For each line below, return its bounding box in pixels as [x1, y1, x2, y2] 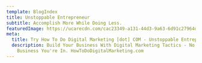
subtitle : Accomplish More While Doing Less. [6, 20, 122, 26]
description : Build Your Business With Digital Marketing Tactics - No [11, 43, 195, 49]
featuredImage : [6, 25, 44, 32]
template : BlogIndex [6, 8, 58, 15]
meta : [6, 31, 20, 37]
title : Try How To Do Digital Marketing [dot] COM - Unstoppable [11, 37, 179, 43]
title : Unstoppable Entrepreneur [6, 14, 90, 20]
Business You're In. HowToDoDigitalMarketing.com [17, 48, 144, 54]
